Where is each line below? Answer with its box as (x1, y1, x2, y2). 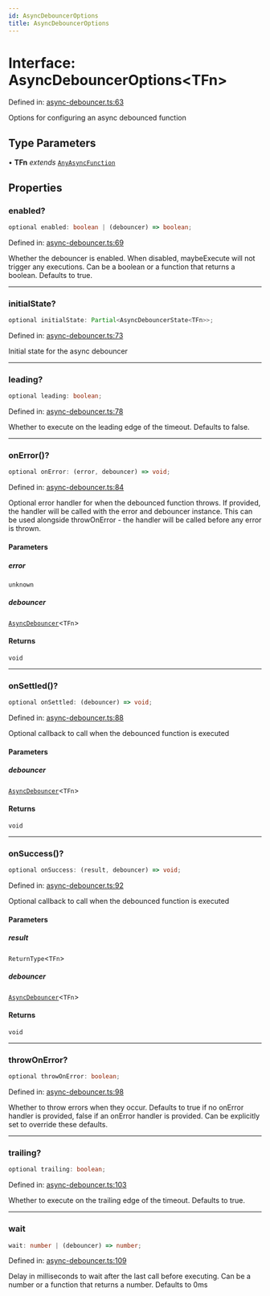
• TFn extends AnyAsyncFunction (8, 157, 116, 167)
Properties (8, 181, 63, 194)
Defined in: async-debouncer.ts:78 (8, 407, 124, 416)
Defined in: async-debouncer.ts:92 (8, 881, 125, 890)
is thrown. (8, 524, 42, 534)
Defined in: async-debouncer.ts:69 (8, 238, 125, 247)
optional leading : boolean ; (8, 392, 103, 400)
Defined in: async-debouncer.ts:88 (8, 713, 125, 723)
